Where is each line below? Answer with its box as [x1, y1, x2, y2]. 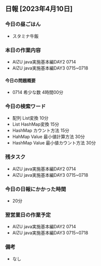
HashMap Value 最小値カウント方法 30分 [12, 140, 96, 146]
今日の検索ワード [5, 103, 46, 110]
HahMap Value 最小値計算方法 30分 [12, 133, 85, 140]
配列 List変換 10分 [12, 115, 49, 121]
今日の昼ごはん [5, 21, 41, 28]
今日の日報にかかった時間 [5, 186, 66, 193]
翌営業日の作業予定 [5, 211, 51, 218]
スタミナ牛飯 [12, 33, 39, 39]
